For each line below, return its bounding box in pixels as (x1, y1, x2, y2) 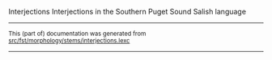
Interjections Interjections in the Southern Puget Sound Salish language (8, 7, 247, 16)
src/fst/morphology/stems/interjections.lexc (8, 37, 130, 45)
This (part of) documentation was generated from (8, 30, 147, 38)
